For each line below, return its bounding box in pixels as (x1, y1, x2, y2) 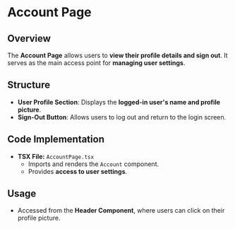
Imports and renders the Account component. (28, 160, 159, 168)
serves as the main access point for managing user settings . (7, 59, 186, 67)
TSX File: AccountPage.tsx (17, 152, 94, 160)
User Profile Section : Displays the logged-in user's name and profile (17, 98, 221, 106)
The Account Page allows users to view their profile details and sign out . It (7, 51, 228, 59)
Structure (7, 79, 51, 91)
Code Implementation (7, 134, 104, 146)
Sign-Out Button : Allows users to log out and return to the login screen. (17, 112, 227, 121)
